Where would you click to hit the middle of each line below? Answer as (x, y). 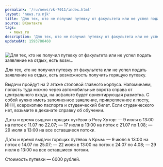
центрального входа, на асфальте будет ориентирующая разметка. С (77, 94)
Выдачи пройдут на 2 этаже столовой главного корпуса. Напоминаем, (78, 84)
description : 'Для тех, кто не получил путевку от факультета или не (77, 37)
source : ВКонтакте (24, 23)
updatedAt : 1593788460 (28, 41)
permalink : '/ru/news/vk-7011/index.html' (49, 9)
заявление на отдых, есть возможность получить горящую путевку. (76, 75)
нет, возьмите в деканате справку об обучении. (55, 110)
